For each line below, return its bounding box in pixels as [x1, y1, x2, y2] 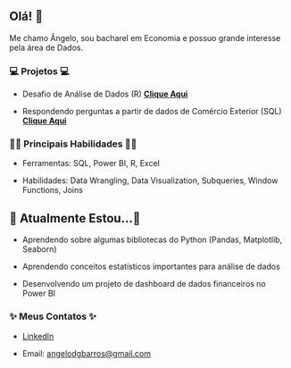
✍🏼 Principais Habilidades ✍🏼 [9, 138, 137, 150]
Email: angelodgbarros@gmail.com [21, 347, 152, 358]
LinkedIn [21, 330, 54, 341]
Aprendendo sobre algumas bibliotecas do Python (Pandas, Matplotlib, [21, 234, 283, 246]
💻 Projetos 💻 [9, 64, 70, 77]
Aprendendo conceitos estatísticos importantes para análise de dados [21, 261, 281, 272]
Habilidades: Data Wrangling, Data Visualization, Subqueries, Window [21, 175, 279, 186]
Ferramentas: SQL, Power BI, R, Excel [21, 158, 161, 169]
